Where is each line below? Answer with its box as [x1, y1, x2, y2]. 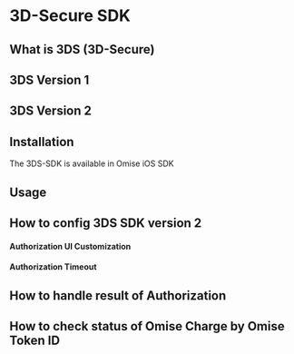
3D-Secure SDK [9, 5, 132, 26]
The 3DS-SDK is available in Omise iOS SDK [9, 158, 174, 169]
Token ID [9, 332, 61, 348]
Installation [9, 133, 74, 150]
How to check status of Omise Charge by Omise [9, 319, 285, 334]
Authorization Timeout [9, 261, 97, 272]
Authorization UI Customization [9, 241, 132, 251]
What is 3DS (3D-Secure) [9, 42, 155, 57]
